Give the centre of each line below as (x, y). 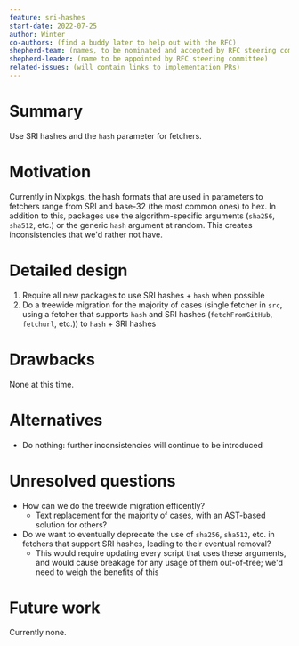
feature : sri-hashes (48, 17)
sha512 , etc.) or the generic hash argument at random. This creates (131, 225)
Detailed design (69, 270)
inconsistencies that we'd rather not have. (86, 234)
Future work (55, 608)
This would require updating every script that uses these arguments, (161, 552)
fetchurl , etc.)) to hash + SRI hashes (89, 323)
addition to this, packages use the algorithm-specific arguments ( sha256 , (142, 216)
